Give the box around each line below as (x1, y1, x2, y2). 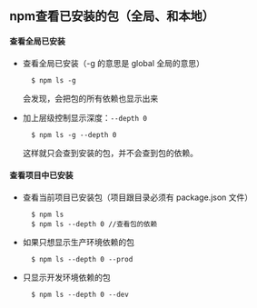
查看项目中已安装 (9, 170, 74, 181)
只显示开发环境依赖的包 (22, 272, 111, 283)
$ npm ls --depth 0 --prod (31, 254, 133, 263)
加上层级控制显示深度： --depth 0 (22, 112, 148, 123)
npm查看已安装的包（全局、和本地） (9, 8, 215, 25)
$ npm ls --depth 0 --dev (31, 290, 129, 299)
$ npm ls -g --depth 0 (31, 130, 117, 139)
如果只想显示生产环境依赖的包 (22, 236, 134, 247)
